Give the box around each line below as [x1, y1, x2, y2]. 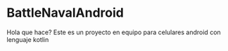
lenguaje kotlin [6, 35, 49, 43]
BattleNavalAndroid [6, 5, 124, 21]
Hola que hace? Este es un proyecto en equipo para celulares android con [6, 28, 221, 36]
